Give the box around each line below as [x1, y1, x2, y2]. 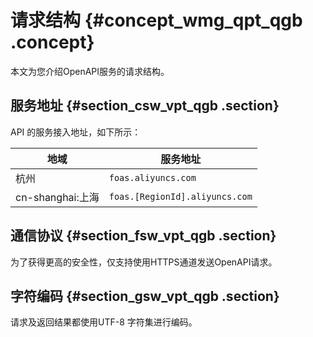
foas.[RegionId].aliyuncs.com [108, 191, 253, 202]
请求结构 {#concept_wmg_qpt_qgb [10, 9, 303, 32]
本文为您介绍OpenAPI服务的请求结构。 [10, 65, 170, 77]
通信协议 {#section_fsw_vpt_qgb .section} [10, 227, 277, 245]
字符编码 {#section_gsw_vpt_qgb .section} [10, 287, 280, 305]
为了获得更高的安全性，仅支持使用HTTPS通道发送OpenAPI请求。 [10, 256, 278, 268]
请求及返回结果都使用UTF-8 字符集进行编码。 [10, 316, 198, 328]
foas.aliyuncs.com [108, 172, 197, 183]
